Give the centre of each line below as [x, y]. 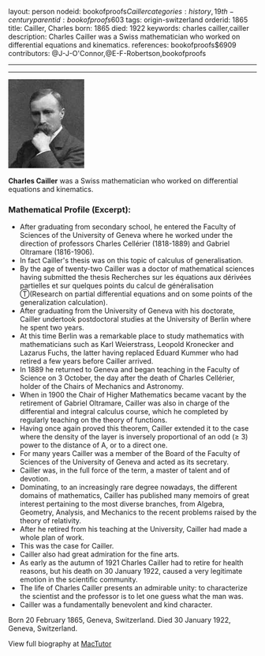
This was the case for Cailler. [67, 546]
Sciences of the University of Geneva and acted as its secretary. [124, 462]
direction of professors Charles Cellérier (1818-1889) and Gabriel [125, 243]
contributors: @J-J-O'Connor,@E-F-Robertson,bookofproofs [107, 53]
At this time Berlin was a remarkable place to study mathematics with [132, 336]
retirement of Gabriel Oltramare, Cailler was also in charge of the [125, 403]
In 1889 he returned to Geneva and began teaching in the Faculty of [129, 370]
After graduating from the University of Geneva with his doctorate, [127, 311]
